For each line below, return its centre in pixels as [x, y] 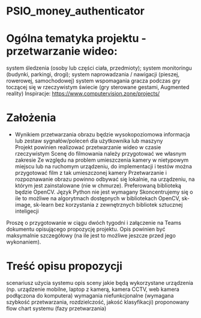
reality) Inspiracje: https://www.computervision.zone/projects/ [83, 94]
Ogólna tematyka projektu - [76, 39]
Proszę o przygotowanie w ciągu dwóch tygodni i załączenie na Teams [94, 223]
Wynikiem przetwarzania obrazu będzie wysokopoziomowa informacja [102, 135]
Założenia [31, 118]
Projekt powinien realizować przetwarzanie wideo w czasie [88, 147]
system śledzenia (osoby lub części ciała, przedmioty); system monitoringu [99, 68]
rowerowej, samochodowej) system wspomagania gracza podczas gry [94, 81]
